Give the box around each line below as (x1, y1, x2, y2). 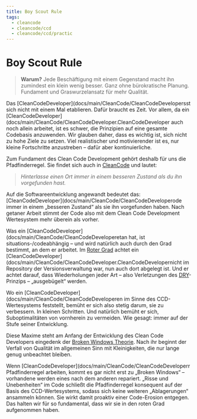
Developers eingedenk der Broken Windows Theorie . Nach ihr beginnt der (6, 339, 187, 346)
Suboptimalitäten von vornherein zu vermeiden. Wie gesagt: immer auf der (6, 314, 188, 321)
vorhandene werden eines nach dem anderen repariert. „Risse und (6, 375, 169, 382)
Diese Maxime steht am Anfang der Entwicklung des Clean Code (6, 332, 164, 339)
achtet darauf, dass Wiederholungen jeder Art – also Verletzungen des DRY (6, 272, 189, 279)
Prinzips (6, 278, 27, 285)
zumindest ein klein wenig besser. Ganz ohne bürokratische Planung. (20, 82, 189, 89)
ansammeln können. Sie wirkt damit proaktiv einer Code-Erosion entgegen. (6, 394, 189, 401)
